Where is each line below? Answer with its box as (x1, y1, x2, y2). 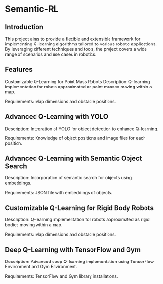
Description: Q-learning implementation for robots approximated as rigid (5, 217, 150, 223)
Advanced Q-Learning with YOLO (5, 112, 109, 121)
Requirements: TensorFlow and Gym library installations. (5, 273, 118, 279)
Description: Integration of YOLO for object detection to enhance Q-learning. (5, 126, 159, 131)
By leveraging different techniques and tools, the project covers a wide (5, 46, 147, 52)
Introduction (5, 23, 44, 31)
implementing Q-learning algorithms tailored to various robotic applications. (5, 41, 157, 47)
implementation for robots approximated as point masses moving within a (5, 84, 152, 89)
